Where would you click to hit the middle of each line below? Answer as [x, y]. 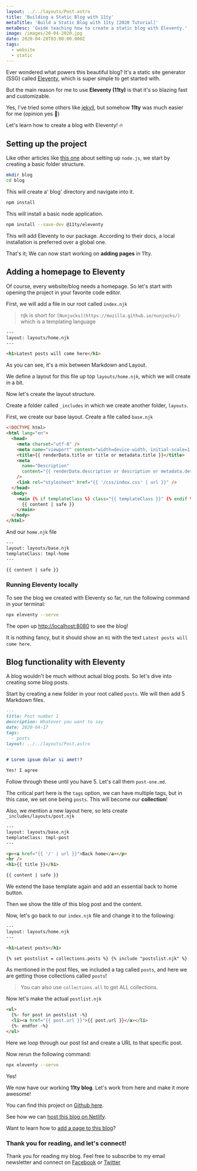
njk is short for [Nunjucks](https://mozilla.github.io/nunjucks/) [100, 315]
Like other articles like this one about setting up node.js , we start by [88, 158]
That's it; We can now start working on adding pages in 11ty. [79, 253]
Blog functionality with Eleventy [66, 662]
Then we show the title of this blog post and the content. [74, 904]
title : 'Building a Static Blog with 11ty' [60, 17]
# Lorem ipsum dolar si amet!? [44, 760]
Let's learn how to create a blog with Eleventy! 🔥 [64, 125]
